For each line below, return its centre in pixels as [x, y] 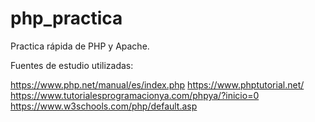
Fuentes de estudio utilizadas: [72, 65]
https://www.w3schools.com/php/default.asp [104, 106]
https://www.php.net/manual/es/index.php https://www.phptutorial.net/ [157, 84]
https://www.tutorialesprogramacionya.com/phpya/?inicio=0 [135, 95]
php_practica [66, 18]
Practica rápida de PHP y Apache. [80, 46]
